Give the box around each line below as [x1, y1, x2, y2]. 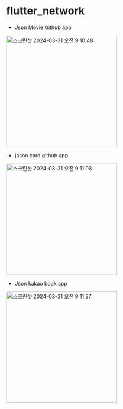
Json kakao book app [14, 280, 68, 287]
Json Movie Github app [14, 24, 72, 31]
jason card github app [14, 151, 69, 158]
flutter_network [6, 4, 85, 18]
